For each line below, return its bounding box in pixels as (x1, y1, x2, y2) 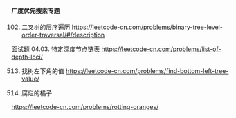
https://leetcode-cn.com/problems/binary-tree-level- (71, 23, 224, 31)
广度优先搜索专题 (11, 6, 60, 14)
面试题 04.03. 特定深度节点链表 (11, 45, 100, 53)
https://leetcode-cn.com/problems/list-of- (101, 45, 221, 53)
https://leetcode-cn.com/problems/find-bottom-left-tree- (65, 67, 229, 75)
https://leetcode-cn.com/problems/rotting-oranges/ (11, 103, 159, 111)
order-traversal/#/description (21, 31, 105, 39)
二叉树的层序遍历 (21, 23, 71, 31)
